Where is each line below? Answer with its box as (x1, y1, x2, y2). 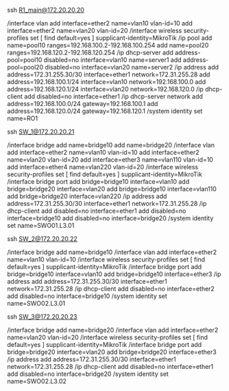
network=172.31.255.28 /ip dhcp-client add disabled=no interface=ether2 (7, 285, 215, 293)
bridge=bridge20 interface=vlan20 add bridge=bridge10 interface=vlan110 (7, 185, 217, 193)
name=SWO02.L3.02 (7, 377, 67, 385)
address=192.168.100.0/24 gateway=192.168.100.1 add (7, 100, 158, 107)
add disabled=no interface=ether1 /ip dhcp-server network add (23, 92, 204, 101)
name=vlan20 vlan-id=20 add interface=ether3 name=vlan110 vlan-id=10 (7, 156, 214, 164)
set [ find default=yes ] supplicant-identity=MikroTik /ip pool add (29, 34, 213, 42)
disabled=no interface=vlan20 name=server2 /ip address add (45, 63, 219, 71)
